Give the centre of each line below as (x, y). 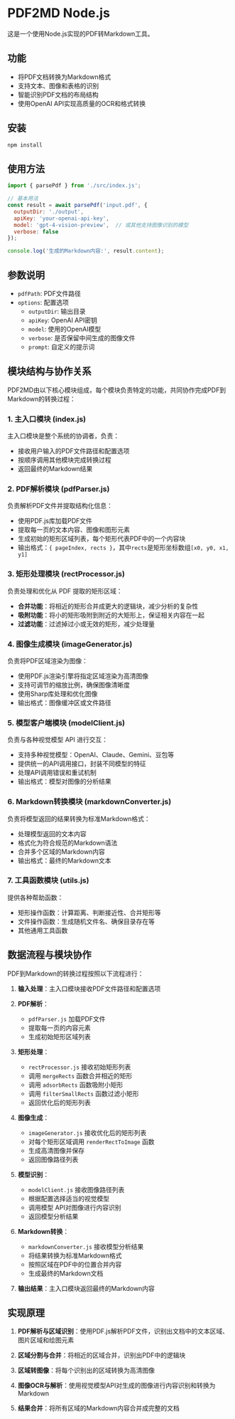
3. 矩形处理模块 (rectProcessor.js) (66, 574)
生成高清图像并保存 (56, 1150)
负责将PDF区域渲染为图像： (48, 660)
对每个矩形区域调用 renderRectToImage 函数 (91, 1141)
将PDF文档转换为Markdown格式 (64, 77)
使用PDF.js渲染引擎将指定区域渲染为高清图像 (83, 676)
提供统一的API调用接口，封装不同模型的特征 (82, 764)
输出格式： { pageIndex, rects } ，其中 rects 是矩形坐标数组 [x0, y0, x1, (123, 548)
